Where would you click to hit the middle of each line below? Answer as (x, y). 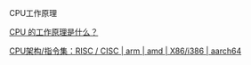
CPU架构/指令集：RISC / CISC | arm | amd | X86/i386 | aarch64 (125, 51)
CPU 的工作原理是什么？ (54, 32)
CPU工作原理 (33, 13)
